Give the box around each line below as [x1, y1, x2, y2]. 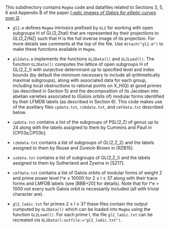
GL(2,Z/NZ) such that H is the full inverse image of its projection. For [12, 35, 155, 41]
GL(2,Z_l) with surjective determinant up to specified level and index [12, 66, 155, 72]
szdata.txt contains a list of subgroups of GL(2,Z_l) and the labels [12, 155, 150, 161]
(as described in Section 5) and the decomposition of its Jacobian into [12, 88, 159, 94]
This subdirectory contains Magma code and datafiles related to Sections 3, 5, [5, 5, 164, 10]
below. [12, 109, 27, 115]
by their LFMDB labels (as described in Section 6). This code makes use [12, 99, 162, 105]
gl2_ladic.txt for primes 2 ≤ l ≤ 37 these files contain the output [12, 201, 148, 207]
